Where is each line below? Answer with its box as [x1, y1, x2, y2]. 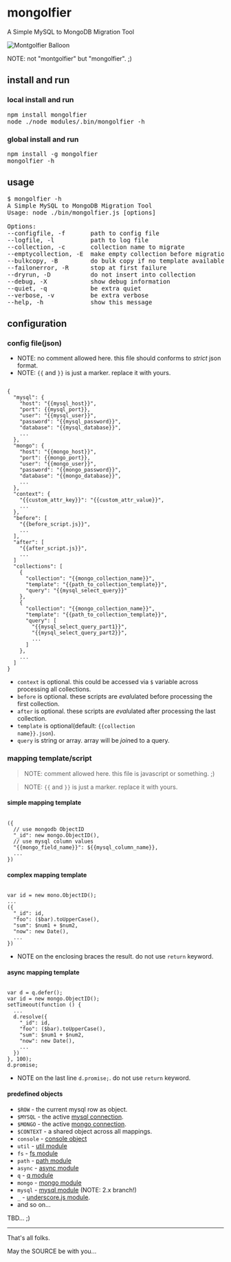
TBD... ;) [7, 1214, 31, 1222]
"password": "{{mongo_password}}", [19, 467, 122, 474]
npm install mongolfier [7, 110, 87, 119]
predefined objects [7, 1090, 63, 1098]
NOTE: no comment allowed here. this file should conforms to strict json [16, 354, 221, 363]
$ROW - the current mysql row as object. [16, 1105, 128, 1113]
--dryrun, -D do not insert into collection [7, 270, 196, 279]
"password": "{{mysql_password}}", [19, 419, 122, 425]
